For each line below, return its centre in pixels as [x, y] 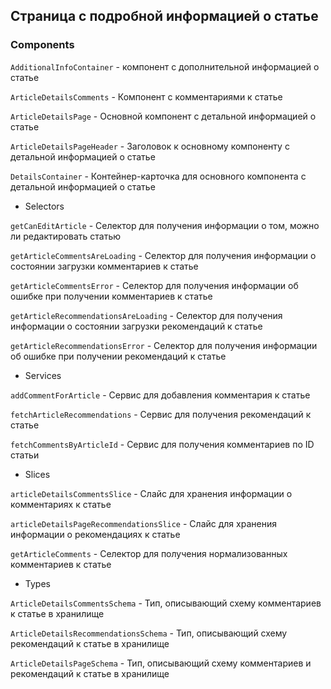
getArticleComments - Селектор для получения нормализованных [149, 553]
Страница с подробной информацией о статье [164, 16]
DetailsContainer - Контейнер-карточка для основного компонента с [158, 176]
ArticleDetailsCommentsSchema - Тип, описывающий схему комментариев [166, 603]
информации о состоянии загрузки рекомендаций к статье [136, 326]
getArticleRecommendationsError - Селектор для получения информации [164, 345]
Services [43, 375]
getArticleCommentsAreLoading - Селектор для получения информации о [163, 255]
